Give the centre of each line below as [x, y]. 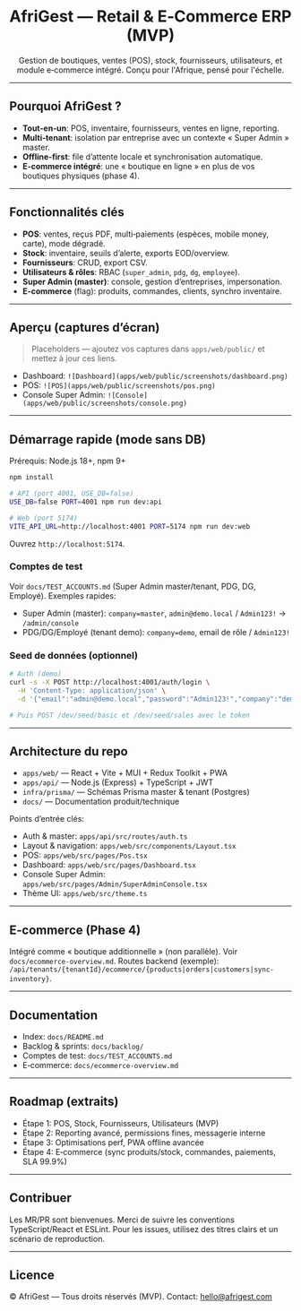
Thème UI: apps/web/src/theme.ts [85, 893]
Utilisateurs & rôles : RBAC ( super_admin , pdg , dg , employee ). [131, 272]
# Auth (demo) [36, 674]
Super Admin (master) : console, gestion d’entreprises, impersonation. [152, 281]
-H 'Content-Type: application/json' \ [92, 690]
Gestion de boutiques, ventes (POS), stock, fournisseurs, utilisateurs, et [150, 60]
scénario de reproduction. [57, 1238]
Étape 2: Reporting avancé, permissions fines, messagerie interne [144, 1133]
